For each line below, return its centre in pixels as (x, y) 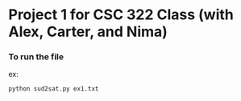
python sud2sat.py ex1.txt (54, 89)
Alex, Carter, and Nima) (88, 32)
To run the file (36, 57)
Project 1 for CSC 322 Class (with (121, 15)
